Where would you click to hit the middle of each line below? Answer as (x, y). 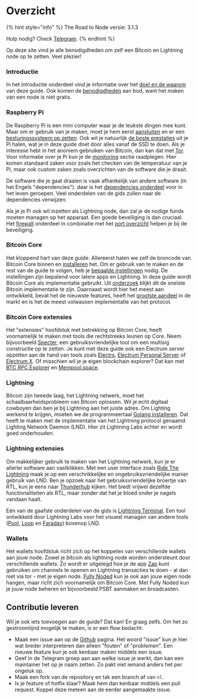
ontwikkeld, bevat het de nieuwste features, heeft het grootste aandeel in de (98, 295)
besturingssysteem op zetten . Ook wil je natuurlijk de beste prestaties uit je (97, 138)
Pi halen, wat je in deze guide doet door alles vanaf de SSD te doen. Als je (96, 144)
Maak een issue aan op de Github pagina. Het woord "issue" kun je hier (101, 639)
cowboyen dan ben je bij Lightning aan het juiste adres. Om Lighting (88, 408)
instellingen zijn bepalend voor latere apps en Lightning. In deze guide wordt (98, 276)
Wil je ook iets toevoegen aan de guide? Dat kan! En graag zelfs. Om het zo (97, 622)
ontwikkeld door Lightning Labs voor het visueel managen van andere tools (97, 517)
